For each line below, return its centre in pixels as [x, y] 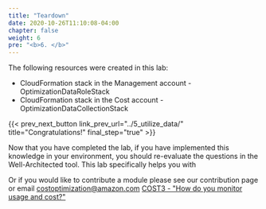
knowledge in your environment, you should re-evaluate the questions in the [133, 157]
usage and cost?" [37, 197]
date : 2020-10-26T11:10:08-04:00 [64, 23]
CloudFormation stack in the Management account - [106, 83]
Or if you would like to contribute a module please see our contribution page [133, 180]
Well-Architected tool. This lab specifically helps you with [102, 164]
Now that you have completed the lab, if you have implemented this [119, 148]
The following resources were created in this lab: [88, 68]
